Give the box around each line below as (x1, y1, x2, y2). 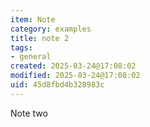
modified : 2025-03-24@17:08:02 (10, 71, 141, 81)
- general (10, 52, 52, 62)
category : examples (10, 24, 92, 34)
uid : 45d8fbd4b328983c (10, 80, 105, 90)
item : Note (10, 14, 56, 25)
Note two (10, 107, 48, 119)
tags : (10, 42, 33, 53)
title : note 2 (10, 33, 70, 43)
